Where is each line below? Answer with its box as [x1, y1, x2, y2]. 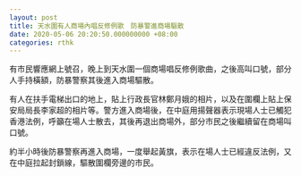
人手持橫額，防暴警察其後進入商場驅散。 [9, 75, 159, 86]
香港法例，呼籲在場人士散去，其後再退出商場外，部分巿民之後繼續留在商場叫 [9, 116, 292, 127]
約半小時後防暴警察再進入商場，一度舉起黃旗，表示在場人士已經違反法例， [9, 147, 284, 157]
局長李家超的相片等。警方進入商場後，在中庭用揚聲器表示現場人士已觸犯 [24, 105, 292, 116]
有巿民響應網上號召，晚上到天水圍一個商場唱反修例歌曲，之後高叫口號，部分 [9, 63, 292, 74]
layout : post [9, 13, 58, 22]
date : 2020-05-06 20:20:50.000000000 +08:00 [9, 29, 178, 38]
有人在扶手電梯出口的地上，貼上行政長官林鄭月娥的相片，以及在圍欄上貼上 [9, 94, 284, 105]
